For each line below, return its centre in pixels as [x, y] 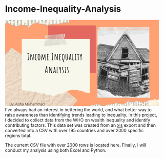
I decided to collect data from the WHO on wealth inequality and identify [78, 120]
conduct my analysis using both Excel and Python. [56, 150]
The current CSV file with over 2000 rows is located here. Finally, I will [76, 145]
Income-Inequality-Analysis [63, 9]
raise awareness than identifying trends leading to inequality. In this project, [81, 115]
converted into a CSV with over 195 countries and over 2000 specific [74, 131]
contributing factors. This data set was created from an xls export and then [81, 125]
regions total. [18, 136]
